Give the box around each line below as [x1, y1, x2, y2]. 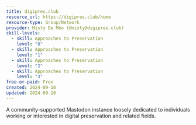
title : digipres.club [6, 8, 59, 15]
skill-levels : [6, 30, 41, 36]
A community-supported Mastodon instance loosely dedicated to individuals [6, 106, 190, 113]
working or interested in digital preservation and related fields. [6, 112, 156, 119]
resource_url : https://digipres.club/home [6, 14, 111, 20]
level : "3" [16, 74, 43, 79]
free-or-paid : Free [6, 79, 54, 85]
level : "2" [16, 62, 43, 69]
